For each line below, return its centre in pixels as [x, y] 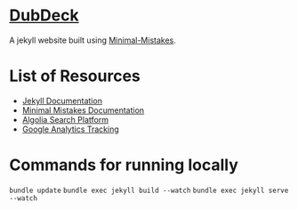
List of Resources [75, 76]
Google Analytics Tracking [71, 129]
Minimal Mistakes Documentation [83, 110]
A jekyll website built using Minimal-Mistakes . [93, 40]
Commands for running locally [124, 165]
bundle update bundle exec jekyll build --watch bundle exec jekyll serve [149, 190]
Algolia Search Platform [65, 119]
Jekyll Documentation [62, 101]
